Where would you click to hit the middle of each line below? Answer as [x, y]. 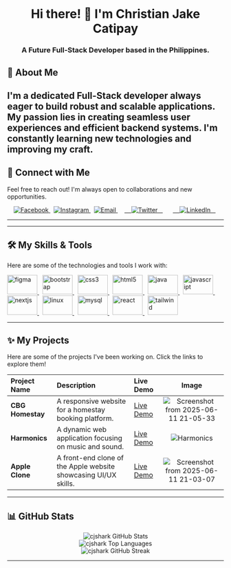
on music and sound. [90, 447]
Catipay [115, 29]
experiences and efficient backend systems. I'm [112, 127]
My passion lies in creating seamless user [99, 117]
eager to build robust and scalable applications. [111, 106]
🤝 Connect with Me [49, 173]
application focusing [89, 438]
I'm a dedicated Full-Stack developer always [104, 95]
